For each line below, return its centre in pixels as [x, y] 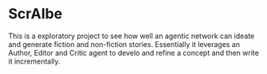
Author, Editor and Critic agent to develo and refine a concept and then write [133, 53]
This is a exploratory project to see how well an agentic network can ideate [132, 36]
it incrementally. [35, 61]
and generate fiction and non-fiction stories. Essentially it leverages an [124, 44]
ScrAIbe [35, 14]
